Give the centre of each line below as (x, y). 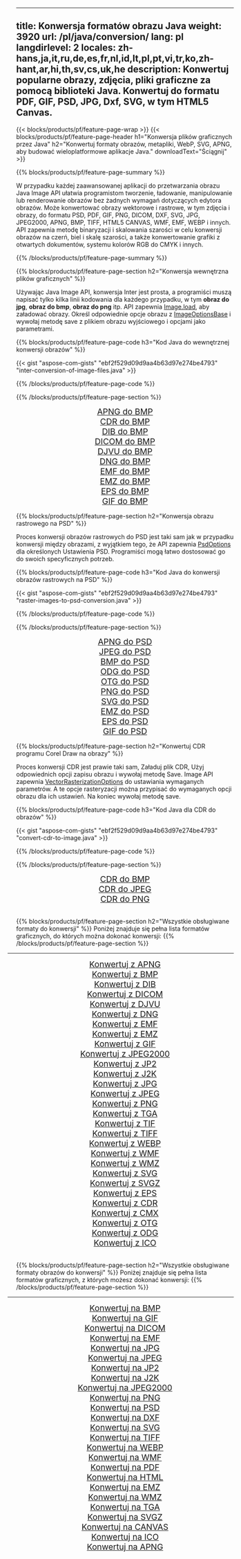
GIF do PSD (125, 731)
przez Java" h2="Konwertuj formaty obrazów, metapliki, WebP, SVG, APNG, (124, 144)
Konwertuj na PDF (125, 1467)
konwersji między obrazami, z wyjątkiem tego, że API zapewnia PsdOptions (124, 544)
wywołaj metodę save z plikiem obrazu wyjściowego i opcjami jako (111, 321)
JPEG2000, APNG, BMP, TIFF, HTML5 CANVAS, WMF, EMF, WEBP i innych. (124, 222)
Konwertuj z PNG (125, 1104)
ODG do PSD (125, 671)
